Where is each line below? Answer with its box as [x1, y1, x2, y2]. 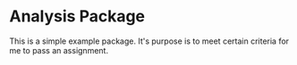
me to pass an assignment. [9, 45, 109, 55]
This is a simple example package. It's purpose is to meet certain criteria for [9, 36, 289, 46]
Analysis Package [9, 6, 146, 27]
